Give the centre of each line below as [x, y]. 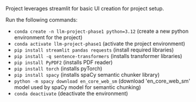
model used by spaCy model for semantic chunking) [77, 87]
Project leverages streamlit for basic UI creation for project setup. [85, 8]
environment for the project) [48, 37]
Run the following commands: [41, 20]
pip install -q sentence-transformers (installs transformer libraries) [98, 56]
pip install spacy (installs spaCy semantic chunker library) [87, 75]
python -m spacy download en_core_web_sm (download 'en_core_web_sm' [102, 81]
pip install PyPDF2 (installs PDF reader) [63, 62]
